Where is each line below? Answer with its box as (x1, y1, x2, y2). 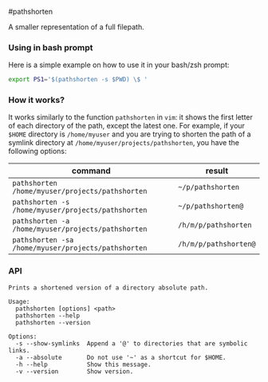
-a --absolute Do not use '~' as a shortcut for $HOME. (15, 353, 227, 361)
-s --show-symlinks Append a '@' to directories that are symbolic (15, 339, 248, 348)
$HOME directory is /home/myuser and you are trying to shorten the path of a (8, 129, 251, 139)
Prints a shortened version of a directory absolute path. (8, 283, 209, 292)
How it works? (8, 95, 65, 106)
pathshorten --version (15, 318, 91, 326)
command (71, 165, 112, 176)
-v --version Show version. (15, 367, 134, 376)
